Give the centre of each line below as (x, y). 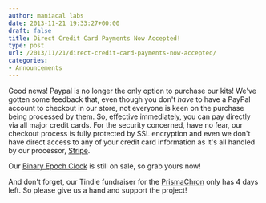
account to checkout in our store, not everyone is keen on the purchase (126, 108)
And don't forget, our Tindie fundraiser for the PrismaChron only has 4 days (133, 181)
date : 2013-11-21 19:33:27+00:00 (64, 23)
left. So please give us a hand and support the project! (98, 190)
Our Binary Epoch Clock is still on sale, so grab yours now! (105, 166)
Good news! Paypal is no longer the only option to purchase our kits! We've (132, 91)
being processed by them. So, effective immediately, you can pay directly (129, 116)
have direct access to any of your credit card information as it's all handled (132, 142)
